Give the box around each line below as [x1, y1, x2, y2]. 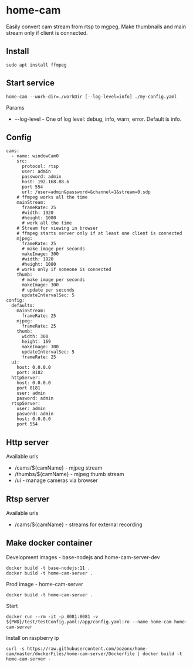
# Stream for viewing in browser [16, 225, 99, 232]
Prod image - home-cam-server [6, 580, 83, 587]
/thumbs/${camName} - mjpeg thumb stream [14, 471, 124, 478]
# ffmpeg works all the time [16, 194, 88, 200]
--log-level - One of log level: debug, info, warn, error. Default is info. [14, 115, 182, 123]
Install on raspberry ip [6, 634, 59, 641]
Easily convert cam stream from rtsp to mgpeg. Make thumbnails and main [6, 23, 187, 30]
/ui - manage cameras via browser [14, 477, 98, 484]
